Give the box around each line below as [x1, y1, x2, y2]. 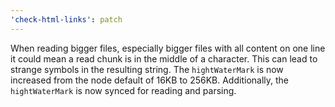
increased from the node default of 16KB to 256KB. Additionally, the [10, 74, 289, 86]
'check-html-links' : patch [10, 14, 123, 25]
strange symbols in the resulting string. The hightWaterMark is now [10, 63, 284, 75]
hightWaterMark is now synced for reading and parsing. [10, 84, 237, 96]
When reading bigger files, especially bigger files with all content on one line [10, 42, 326, 54]
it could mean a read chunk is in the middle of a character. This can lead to [10, 52, 318, 65]
